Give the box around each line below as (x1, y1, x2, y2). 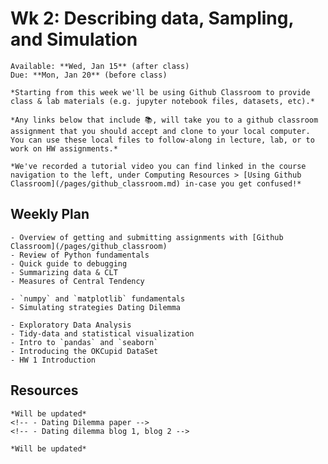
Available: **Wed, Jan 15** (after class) (10, 61, 190, 71)
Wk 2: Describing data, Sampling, (10, 7, 294, 30)
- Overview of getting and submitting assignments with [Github (10, 232, 284, 242)
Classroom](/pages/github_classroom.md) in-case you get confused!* (10, 178, 302, 189)
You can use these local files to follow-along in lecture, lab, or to (10, 135, 315, 145)
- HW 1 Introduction (10, 355, 97, 365)
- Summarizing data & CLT (10, 267, 118, 277)
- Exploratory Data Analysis (10, 320, 132, 330)
